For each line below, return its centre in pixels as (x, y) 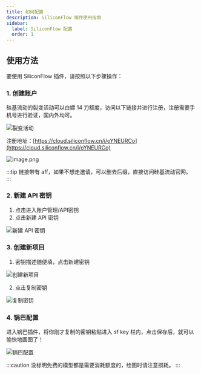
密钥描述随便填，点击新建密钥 (52, 261)
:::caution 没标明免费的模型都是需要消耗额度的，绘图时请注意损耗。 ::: (93, 365)
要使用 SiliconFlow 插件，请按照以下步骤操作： (64, 76)
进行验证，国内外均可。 (46, 115)
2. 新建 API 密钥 (29, 195)
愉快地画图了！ (25, 340)
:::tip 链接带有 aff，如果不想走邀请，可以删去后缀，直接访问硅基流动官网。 (99, 172)
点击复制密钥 (31, 287)
